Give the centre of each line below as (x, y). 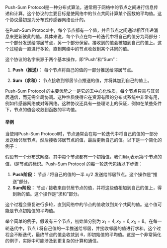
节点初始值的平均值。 (36, 210)
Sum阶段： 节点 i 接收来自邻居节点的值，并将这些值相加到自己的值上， (85, 187)
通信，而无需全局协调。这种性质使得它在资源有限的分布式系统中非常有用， (85, 97)
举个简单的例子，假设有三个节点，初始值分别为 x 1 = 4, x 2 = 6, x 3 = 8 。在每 (81, 221)
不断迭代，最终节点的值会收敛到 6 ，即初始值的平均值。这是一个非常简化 (87, 234)
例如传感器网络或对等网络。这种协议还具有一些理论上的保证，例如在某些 (79, 103)
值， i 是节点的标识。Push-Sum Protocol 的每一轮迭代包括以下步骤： (74, 164)
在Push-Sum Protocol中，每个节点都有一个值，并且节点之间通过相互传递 (80, 30)
